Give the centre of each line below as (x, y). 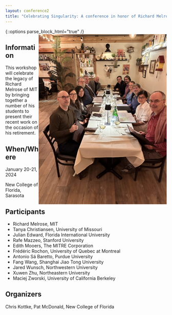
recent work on (21, 122)
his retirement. (20, 133)
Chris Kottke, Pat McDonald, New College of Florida (60, 306)
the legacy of (19, 79)
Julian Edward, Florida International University (61, 235)
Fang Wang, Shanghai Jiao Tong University (58, 262)
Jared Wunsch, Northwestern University (55, 267)
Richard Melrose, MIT (35, 224)
